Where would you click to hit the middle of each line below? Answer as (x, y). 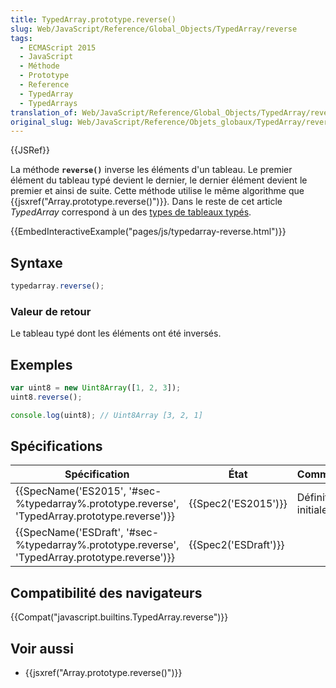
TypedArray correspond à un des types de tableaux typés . (131, 212)
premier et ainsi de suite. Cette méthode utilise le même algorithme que (157, 191)
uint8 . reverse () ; (46, 397)
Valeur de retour (51, 311)
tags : (21, 38)
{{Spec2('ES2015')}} (238, 504)
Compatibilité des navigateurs (106, 592)
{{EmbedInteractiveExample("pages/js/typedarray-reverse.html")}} (148, 232)
